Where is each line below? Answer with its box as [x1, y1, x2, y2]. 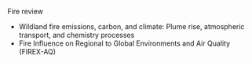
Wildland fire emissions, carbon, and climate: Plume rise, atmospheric [18, 22, 245, 31]
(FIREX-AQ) [18, 47, 57, 56]
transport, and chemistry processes [18, 31, 135, 39]
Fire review [7, 7, 44, 16]
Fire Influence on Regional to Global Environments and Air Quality [18, 39, 231, 48]
